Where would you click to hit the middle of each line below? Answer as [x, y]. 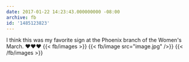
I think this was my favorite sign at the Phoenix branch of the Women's [94, 40]
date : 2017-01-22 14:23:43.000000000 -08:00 [63, 12]
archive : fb [21, 17]
